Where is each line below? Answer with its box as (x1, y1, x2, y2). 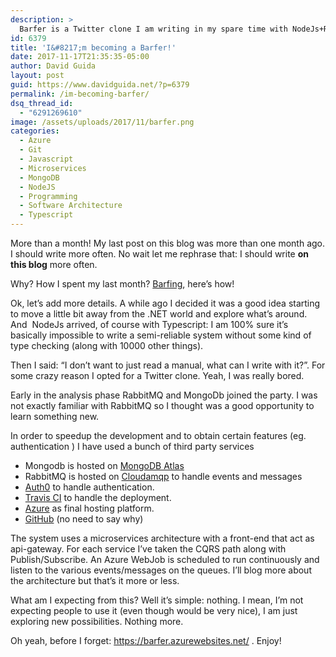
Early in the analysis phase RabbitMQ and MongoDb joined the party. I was (10, 389, 318, 401)
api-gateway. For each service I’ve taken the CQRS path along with (10, 543, 287, 555)
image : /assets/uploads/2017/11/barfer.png (10, 117, 195, 127)
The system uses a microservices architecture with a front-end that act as (10, 532, 315, 544)
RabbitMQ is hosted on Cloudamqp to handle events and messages (24, 471, 303, 482)
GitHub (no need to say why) (24, 513, 144, 525)
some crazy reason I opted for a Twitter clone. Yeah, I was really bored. (10, 370, 305, 381)
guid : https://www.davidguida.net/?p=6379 (10, 80, 190, 90)
